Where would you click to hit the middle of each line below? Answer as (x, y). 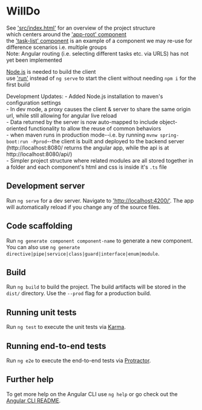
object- (168, 122)
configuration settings (34, 102)
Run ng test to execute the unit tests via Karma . (66, 327)
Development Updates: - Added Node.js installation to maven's (85, 96)
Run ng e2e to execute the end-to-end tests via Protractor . (79, 360)
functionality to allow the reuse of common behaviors (95, 128)
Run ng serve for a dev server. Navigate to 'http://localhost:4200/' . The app (100, 200)
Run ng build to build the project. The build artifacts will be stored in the (96, 287)
